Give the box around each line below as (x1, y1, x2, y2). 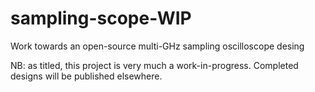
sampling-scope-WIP (10, 7, 192, 30)
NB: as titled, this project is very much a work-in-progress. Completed (10, 59, 299, 71)
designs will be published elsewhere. (10, 70, 163, 82)
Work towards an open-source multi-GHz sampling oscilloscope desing (10, 40, 305, 52)
